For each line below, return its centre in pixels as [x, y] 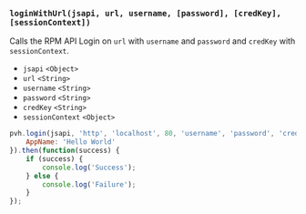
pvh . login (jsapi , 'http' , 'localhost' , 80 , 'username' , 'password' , [142, 134]
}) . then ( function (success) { [65, 151]
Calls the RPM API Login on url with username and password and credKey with [153, 41]
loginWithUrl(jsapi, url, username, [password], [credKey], [146, 13]
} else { [42, 176]
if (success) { [55, 158]
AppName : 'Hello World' [71, 142]
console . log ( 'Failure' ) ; [89, 184]
